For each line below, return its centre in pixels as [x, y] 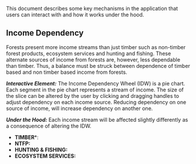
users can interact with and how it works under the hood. [75, 15]
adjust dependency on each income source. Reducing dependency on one [96, 102]
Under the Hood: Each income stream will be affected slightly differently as [97, 119]
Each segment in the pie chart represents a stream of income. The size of [95, 90]
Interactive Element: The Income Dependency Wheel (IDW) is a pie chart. [96, 83]
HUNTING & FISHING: [41, 149]
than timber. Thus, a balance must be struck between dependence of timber [98, 66]
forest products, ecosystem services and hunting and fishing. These [89, 53]
